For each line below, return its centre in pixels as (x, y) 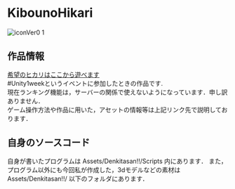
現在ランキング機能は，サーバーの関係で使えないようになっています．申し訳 (117, 92)
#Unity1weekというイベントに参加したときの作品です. (85, 83)
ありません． (26, 100)
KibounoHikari (50, 13)
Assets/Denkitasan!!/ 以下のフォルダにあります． (78, 178)
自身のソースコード (48, 143)
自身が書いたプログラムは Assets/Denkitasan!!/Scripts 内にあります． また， (117, 161)
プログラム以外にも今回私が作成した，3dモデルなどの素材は (94, 169)
